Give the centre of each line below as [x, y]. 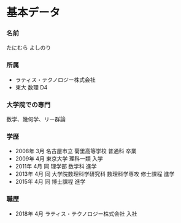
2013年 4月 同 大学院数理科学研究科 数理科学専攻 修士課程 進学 [95, 174]
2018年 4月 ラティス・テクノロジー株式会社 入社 [76, 214]
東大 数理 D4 [31, 87]
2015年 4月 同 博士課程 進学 [50, 182]
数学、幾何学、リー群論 [36, 119]
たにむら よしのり [29, 48]
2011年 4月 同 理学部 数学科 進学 [56, 167]
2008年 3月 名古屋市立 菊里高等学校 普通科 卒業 [76, 151]
